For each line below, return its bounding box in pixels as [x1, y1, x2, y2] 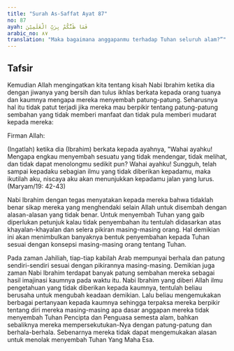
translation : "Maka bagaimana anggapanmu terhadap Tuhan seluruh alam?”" [7, 36, 227, 43]
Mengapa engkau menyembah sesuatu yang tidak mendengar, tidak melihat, [7, 152, 227, 161]
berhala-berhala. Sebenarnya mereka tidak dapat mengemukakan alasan [7, 328, 217, 336]
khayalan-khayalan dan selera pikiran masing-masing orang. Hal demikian [7, 225, 220, 234]
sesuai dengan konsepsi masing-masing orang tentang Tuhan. [7, 240, 187, 248]
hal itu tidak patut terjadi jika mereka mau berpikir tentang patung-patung [7, 103, 219, 111]
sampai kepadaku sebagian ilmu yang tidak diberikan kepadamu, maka [7, 167, 211, 175]
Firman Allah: [7, 131, 45, 140]
